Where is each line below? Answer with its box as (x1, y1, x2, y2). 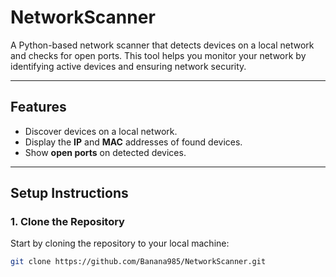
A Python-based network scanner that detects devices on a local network (10, 39, 315, 51)
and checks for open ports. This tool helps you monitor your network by (10, 49, 307, 61)
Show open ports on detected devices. (24, 146, 187, 158)
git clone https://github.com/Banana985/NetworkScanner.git (10, 257, 267, 267)
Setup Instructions (10, 185, 129, 202)
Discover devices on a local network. (24, 125, 178, 137)
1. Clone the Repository (10, 215, 125, 229)
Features (10, 99, 67, 116)
